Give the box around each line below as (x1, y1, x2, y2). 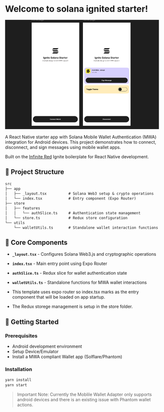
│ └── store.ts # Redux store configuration (5, 215, 128, 220)
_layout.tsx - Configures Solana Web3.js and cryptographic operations (12, 251, 156, 257)
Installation (5, 366, 33, 373)
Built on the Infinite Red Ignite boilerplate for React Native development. (5, 153, 149, 159)
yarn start (5, 383, 27, 388)
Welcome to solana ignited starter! (5, 3, 148, 15)
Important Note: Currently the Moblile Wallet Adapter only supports (17, 392, 152, 397)
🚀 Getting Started (5, 318, 59, 326)
